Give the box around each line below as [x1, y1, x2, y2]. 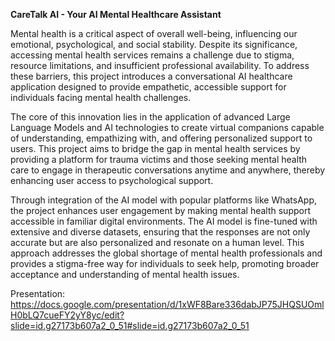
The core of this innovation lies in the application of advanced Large [10, 111, 291, 123]
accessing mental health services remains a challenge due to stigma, [10, 49, 295, 61]
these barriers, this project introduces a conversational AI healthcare [10, 70, 293, 82]
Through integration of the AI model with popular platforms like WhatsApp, [10, 194, 318, 206]
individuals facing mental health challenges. [10, 92, 192, 103]
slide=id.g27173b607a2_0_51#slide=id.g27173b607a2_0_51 [10, 320, 250, 331]
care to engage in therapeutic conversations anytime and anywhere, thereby [10, 164, 326, 176]
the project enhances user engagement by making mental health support [10, 205, 311, 216]
